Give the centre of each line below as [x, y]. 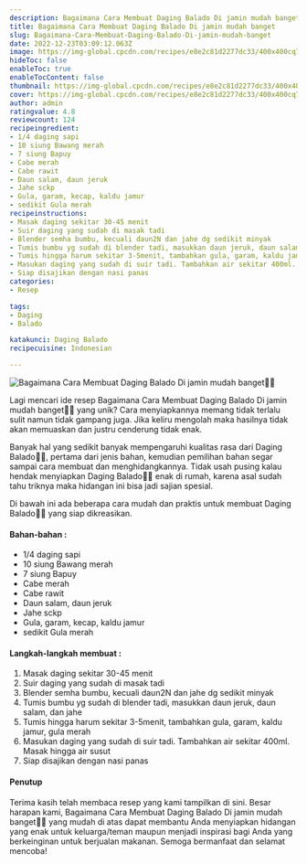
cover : [22, 94]
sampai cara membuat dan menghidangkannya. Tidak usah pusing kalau [146, 466]
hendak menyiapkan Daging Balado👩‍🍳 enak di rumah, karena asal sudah [146, 476]
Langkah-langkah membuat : [65, 653]
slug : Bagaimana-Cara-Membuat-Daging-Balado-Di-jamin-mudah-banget [141, 35]
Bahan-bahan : [38, 534]
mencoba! [28, 850]
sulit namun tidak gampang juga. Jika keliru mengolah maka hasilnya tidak [149, 420]
